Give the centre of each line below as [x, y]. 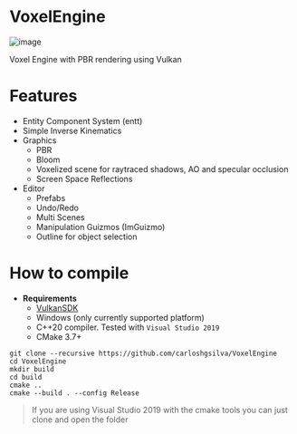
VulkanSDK [57, 308]
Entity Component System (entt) [82, 121]
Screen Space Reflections [84, 178]
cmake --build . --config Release [75, 393]
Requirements [49, 298]
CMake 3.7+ [59, 336]
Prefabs [51, 198]
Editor [34, 188]
